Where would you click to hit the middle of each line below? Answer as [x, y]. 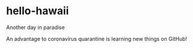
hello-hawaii [38, 11]
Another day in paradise [36, 27]
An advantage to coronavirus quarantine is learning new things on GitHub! [97, 39]
